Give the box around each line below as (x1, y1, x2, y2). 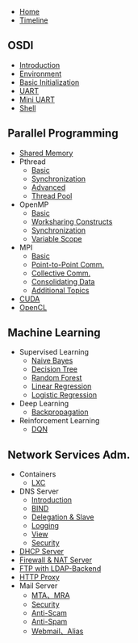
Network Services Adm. (7, 448, 131, 461)
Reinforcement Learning (19, 416, 100, 426)
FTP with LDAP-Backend (19, 564, 102, 574)
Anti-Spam (31, 617, 68, 627)
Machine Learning (7, 326, 102, 340)
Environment (19, 69, 62, 78)
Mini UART (19, 95, 56, 104)
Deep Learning (19, 399, 69, 409)
